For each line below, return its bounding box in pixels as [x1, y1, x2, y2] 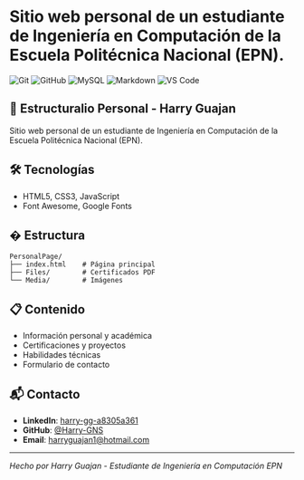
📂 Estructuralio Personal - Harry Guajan [9, 101, 237, 117]
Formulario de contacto [22, 360, 110, 370]
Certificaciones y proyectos [22, 340, 127, 350]
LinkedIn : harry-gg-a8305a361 [22, 415, 138, 426]
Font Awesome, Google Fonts [22, 200, 133, 211]
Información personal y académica [22, 331, 152, 341]
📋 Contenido [9, 302, 86, 317]
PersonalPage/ [9, 252, 63, 262]
